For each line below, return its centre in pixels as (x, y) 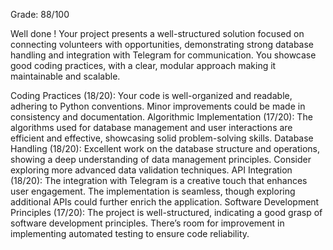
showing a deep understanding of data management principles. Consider (161, 159)
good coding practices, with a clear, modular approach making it (143, 65)
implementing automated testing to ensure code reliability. (130, 233)
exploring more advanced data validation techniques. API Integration (151, 170)
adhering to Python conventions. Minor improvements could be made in (158, 106)
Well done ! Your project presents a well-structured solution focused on (157, 33)
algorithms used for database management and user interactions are (151, 127)
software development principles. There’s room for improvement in (147, 223)
